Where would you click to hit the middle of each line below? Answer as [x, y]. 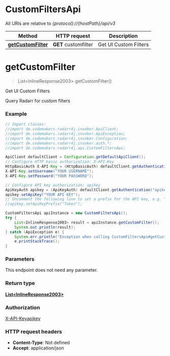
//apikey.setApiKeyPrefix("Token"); [44, 204]
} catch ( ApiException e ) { [35, 232]
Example [16, 114]
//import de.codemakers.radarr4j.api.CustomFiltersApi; [65, 148]
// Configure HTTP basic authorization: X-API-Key [60, 162]
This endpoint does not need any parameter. [51, 270]
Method [28, 35]
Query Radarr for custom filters [38, 100]
